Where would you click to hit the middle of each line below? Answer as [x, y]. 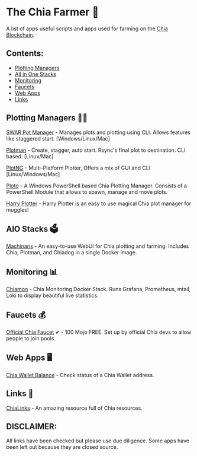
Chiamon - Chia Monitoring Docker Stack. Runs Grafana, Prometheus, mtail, [98, 289]
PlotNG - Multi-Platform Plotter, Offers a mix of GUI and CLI [78, 168]
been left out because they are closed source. [62, 447]
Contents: [25, 54]
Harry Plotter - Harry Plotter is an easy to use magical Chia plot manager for [99, 203]
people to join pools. [31, 338]
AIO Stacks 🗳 [32, 229]
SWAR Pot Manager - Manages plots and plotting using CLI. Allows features [98, 132]
